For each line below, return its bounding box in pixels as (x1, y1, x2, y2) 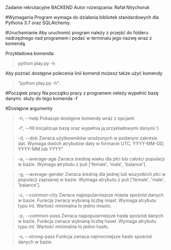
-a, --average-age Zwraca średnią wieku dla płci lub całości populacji (17, 156, 165, 162)
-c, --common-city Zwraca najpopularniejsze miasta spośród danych (17, 192, 164, 198)
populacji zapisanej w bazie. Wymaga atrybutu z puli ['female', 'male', (17, 176, 165, 183)
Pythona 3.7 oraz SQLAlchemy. (5, 20, 71, 26)
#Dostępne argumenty (5, 105, 53, 111)
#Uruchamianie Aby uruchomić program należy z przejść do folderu (5, 30, 148, 35)
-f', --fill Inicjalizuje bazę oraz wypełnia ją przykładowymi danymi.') (17, 125, 159, 131)
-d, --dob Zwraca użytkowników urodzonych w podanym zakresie (17, 135, 158, 141)
